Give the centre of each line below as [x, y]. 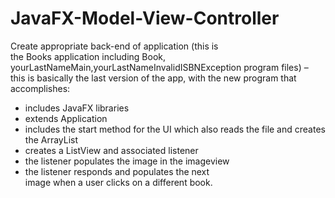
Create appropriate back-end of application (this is [114, 46]
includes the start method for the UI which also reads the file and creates [175, 129]
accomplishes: [40, 88]
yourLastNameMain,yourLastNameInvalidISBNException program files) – [159, 67]
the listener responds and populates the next [117, 171]
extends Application [66, 118]
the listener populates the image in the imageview [127, 161]
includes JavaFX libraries [77, 108]
